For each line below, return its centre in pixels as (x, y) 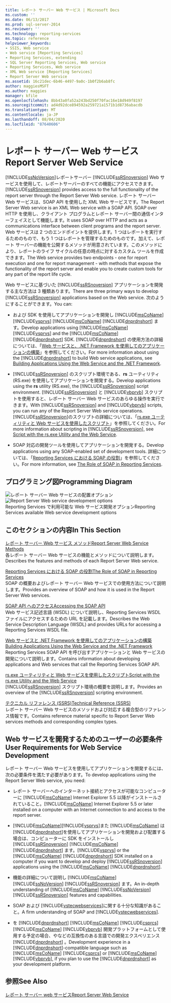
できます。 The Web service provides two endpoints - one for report (76, 257)
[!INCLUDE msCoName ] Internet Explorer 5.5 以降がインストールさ (92, 797)
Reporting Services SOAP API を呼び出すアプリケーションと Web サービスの (86, 652)
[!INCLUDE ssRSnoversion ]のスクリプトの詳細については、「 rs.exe (81, 417)
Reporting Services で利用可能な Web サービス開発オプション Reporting (80, 507)
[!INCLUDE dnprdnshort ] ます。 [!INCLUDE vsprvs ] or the (71, 850)
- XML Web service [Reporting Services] (49, 72)
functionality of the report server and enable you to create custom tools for (84, 269)
